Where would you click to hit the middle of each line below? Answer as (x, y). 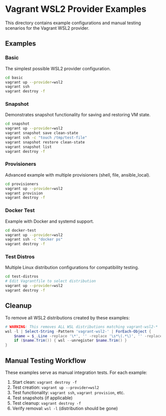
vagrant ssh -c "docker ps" (34, 239)
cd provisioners (22, 184)
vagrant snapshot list (28, 147)
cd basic (14, 78)
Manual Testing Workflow (46, 360)
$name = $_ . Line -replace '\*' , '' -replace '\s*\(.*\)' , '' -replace (88, 336)
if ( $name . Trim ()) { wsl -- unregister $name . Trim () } (70, 341)
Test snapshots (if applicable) (42, 398)
